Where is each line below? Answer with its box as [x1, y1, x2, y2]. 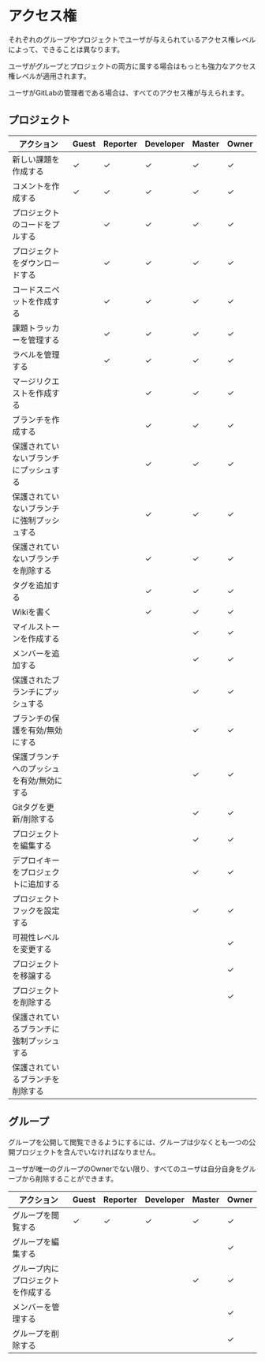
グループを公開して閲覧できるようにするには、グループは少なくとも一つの [8, 1137, 249, 1147]
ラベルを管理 [12, 349, 61, 360]
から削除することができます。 [21, 1174, 118, 1183]
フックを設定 [12, 905, 61, 916]
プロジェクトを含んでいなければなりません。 [14, 1147, 160, 1156]
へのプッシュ [12, 763, 61, 774]
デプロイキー [12, 855, 61, 866]
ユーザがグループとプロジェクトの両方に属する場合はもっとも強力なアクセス [8, 61, 256, 71]
